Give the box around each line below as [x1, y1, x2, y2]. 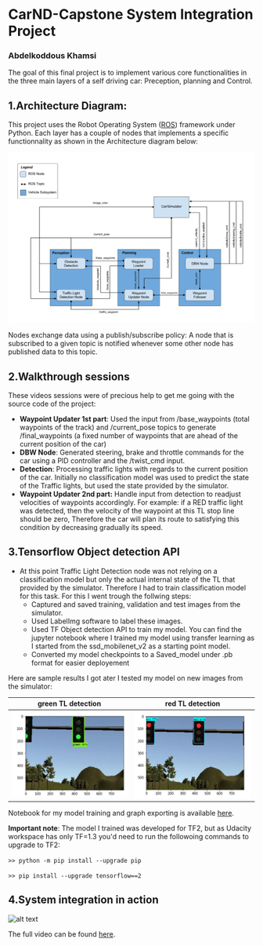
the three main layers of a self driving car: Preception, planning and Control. [8, 76, 253, 86]
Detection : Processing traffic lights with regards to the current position [19, 465, 248, 474]
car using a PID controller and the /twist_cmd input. [19, 456, 186, 466]
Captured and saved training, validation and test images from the [31, 599, 241, 609]
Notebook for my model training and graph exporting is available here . [8, 808, 235, 817]
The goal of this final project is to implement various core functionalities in [8, 68, 247, 78]
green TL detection [38, 699, 102, 708]
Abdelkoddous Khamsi [8, 50, 97, 61]
